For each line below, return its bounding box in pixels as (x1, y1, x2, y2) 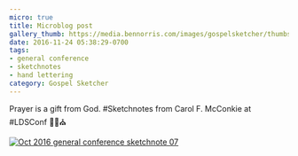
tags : (9, 46, 29, 55)
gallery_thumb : (9, 29, 66, 38)
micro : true (9, 12, 53, 22)
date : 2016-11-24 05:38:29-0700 (9, 37, 129, 47)
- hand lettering (9, 71, 74, 80)
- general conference (9, 54, 90, 63)
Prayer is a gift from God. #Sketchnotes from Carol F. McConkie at (9, 103, 252, 113)
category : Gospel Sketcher (9, 79, 109, 88)
